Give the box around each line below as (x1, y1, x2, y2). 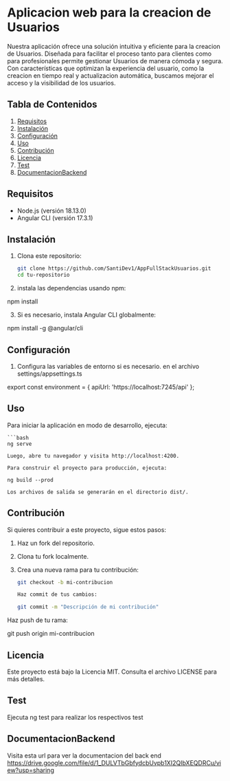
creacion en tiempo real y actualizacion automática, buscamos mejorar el (7, 71, 214, 80)
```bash (7, 434, 30, 441)
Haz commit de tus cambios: (16, 591, 97, 598)
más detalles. (7, 675, 45, 683)
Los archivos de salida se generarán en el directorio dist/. (7, 489, 189, 495)
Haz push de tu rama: (7, 616, 69, 624)
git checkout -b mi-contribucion (16, 579, 113, 586)
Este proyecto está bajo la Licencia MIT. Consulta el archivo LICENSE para (7, 667, 218, 676)
